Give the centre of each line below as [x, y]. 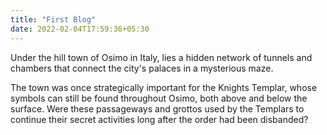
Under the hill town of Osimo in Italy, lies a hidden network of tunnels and [161, 57]
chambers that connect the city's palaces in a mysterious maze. [142, 68]
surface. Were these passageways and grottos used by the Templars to [157, 108]
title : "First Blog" [53, 19]
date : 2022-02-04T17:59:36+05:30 [80, 29]
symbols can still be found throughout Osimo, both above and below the [159, 98]
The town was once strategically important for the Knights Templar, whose [164, 87]
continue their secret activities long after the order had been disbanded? [159, 119]
